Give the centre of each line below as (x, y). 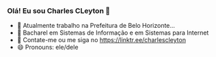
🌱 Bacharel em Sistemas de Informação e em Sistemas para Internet (113, 33)
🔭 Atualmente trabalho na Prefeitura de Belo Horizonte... (96, 26)
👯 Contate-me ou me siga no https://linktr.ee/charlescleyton (102, 40)
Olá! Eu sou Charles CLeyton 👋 (59, 11)
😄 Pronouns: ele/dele (48, 47)
